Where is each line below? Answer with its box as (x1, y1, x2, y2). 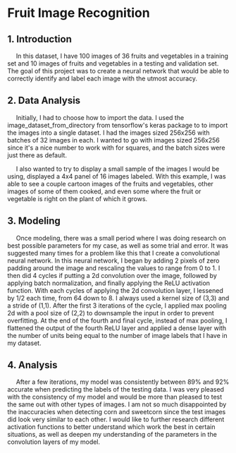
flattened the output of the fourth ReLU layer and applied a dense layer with (7, 323, 227, 332)
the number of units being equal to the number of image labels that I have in (7, 331, 228, 339)
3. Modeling (7, 215, 61, 227)
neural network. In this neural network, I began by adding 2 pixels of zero (7, 256, 220, 265)
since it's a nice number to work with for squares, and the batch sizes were (7, 143, 225, 152)
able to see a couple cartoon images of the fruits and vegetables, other (7, 179, 213, 188)
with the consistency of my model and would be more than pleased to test (7, 393, 223, 401)
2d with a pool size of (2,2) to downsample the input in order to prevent (7, 308, 214, 317)
